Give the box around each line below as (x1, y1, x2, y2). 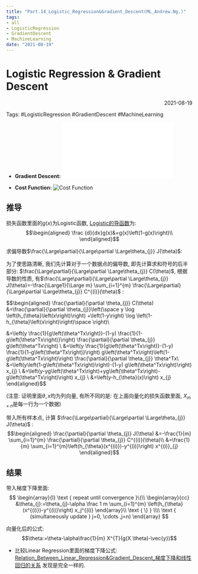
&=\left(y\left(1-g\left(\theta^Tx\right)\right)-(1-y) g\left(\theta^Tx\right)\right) (6, 361, 192, 368)
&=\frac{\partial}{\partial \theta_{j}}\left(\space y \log (6, 305, 135, 312)
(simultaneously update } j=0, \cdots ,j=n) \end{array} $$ (30, 513, 169, 520)
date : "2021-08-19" (6, 42, 54, 48)
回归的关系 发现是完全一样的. (14, 562, 86, 569)
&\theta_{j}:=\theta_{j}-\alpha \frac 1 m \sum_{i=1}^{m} (15, 501, 147, 508)
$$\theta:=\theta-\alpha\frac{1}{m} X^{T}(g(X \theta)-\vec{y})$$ (21, 535, 177, 542)
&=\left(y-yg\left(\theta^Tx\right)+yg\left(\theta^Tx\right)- (21, 367, 161, 375)
